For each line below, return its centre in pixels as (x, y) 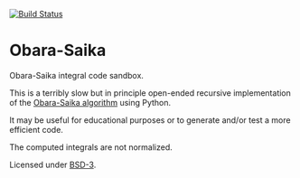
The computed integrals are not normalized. (91, 147)
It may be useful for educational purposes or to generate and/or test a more (150, 120)
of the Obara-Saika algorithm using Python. (90, 102)
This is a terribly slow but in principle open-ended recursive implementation (150, 93)
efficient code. (36, 129)
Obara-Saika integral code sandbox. (77, 75)
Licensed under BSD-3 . (53, 164)
